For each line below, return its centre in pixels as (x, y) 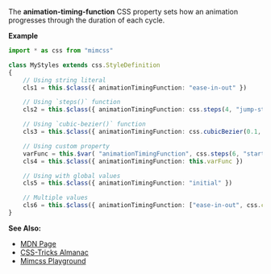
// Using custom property (67, 146)
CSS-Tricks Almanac (54, 252)
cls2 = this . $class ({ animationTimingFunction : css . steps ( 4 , (127, 110)
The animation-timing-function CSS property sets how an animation (123, 12)
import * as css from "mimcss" (61, 51)
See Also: (25, 228)
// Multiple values (56, 198)
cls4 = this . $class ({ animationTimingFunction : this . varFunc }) (133, 161)
